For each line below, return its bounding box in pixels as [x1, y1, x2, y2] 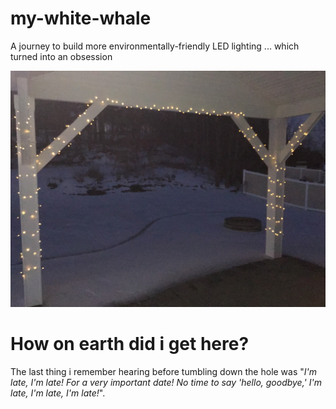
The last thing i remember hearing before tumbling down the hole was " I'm [10, 365, 318, 377]
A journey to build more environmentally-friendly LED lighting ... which [10, 40, 300, 52]
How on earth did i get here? [10, 333, 250, 356]
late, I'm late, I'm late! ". [10, 387, 106, 399]
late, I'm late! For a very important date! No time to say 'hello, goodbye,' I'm [10, 376, 322, 388]
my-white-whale [10, 7, 152, 30]
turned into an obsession [10, 50, 113, 62]
